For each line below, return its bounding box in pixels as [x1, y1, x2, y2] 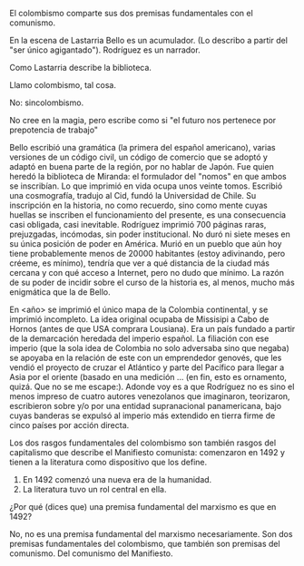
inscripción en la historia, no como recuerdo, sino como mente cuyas [9, 200, 268, 210]
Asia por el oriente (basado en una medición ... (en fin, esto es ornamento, [9, 372, 288, 382]
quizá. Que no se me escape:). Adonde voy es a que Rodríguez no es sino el [9, 381, 295, 392]
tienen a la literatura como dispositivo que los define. [9, 457, 208, 467]
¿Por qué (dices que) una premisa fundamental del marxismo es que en [9, 502, 277, 512]
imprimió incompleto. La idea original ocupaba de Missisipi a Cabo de [9, 314, 270, 325]
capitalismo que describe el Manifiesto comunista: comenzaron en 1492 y [9, 447, 286, 457]
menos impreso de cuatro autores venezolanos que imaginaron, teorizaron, [9, 391, 290, 402]
